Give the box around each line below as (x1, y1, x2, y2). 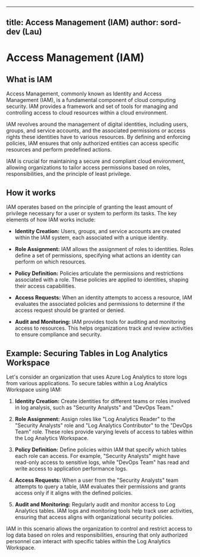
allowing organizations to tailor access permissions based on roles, (6, 164, 171, 171)
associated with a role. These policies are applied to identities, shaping (14, 276, 189, 283)
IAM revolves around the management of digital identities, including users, (6, 120, 189, 128)
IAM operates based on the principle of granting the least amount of (6, 203, 173, 211)
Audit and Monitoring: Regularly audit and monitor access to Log (14, 501, 176, 508)
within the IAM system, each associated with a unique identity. (14, 234, 168, 242)
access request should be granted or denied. (14, 307, 126, 314)
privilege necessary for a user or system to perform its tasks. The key (6, 210, 177, 217)
